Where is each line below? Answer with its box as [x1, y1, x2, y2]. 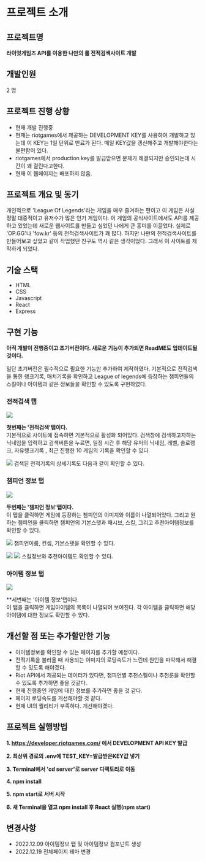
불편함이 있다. [15, 147, 49, 154]
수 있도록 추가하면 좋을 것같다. [15, 679, 88, 686]
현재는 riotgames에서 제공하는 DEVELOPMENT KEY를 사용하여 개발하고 [15, 131, 189, 139]
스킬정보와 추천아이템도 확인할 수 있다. [21, 552, 113, 560]
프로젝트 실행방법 [6, 722, 68, 732]
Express [15, 307, 36, 315]
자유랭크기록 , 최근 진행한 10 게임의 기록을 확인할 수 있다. [14, 447, 151, 454]
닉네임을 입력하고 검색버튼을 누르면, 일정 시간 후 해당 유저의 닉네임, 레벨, [6, 439, 179, 447]
